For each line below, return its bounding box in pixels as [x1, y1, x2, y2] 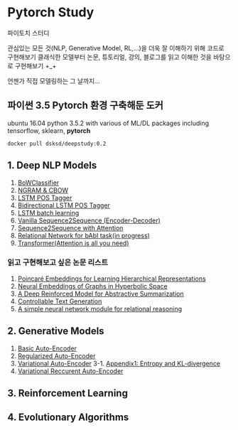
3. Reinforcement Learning [7, 387, 128, 399]
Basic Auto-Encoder [17, 344, 77, 353]
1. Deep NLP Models [7, 159, 97, 171]
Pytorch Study [7, 4, 94, 21]
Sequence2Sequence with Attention [17, 223, 124, 232]
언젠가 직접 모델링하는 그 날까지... [7, 76, 101, 85]
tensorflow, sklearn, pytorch [7, 126, 91, 135]
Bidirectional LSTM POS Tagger [17, 200, 110, 210]
